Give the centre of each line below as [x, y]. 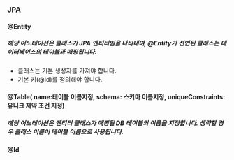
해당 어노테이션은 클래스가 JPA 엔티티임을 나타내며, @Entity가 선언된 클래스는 [114, 43]
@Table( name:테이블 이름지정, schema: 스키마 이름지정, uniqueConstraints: [116, 97]
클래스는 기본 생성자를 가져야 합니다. [67, 71]
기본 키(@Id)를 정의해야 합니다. [60, 80]
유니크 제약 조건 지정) [36, 106]
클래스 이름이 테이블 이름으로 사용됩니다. [69, 131]
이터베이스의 [24, 52]
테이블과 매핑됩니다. [70, 52]
